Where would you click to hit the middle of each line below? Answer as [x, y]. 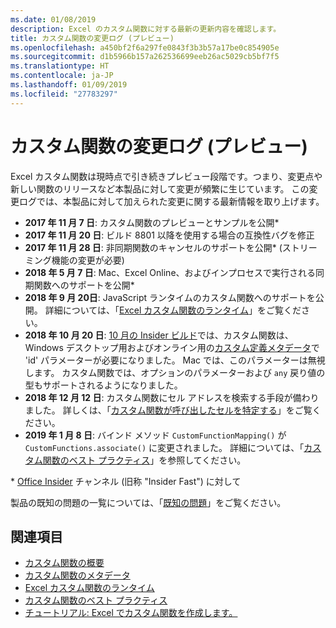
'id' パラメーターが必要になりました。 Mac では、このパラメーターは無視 [175, 360]
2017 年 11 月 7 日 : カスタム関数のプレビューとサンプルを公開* [152, 222]
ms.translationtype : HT [60, 66]
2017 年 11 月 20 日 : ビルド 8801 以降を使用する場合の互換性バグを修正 [169, 235]
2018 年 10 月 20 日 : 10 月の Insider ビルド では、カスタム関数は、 [159, 335]
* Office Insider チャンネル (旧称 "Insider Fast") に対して [126, 481]
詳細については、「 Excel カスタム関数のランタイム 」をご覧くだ [173, 310]
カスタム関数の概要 [64, 563]
